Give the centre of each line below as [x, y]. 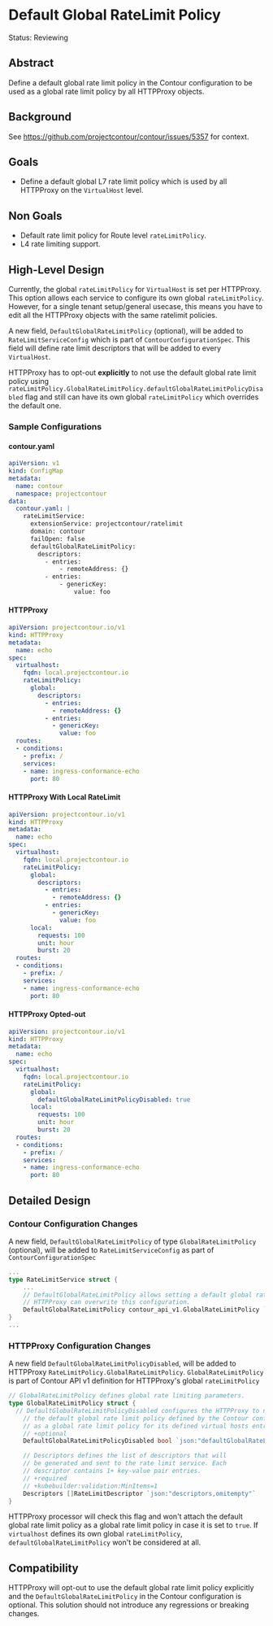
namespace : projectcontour [61, 494]
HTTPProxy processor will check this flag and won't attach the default [126, 1517]
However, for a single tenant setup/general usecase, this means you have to [135, 306]
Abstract [31, 63]
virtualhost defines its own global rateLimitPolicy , [95, 1534]
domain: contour [57, 531]
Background [40, 117]
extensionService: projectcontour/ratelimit [106, 524]
